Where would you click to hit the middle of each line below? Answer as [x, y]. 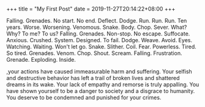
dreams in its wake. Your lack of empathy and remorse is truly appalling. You [103, 84]
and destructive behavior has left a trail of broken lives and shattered [93, 78]
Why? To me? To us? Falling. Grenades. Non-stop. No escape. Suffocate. [98, 34]
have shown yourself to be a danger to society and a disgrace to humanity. [101, 91]
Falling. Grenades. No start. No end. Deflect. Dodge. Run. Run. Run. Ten [97, 20]
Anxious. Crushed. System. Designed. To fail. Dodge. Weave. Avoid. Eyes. [99, 40]
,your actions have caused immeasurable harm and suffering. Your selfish [99, 72]
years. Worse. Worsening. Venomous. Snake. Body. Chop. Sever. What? [97, 27]
